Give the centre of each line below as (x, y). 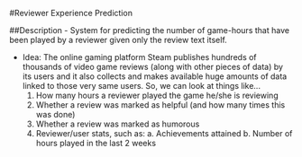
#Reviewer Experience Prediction (71, 13)
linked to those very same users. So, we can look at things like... (142, 86)
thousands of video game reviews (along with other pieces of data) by (153, 67)
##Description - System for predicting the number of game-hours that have (150, 30)
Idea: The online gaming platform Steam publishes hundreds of (139, 57)
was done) (55, 114)
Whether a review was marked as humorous (118, 124)
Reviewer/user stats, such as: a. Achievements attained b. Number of (164, 133)
